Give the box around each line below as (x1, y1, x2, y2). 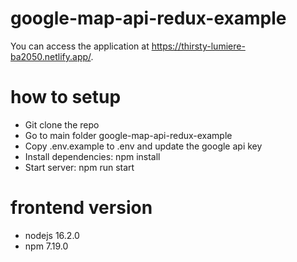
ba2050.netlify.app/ (10, 50, 92, 62)
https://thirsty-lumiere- (151, 40, 246, 52)
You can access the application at (10, 40, 150, 52)
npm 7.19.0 (24, 240, 69, 252)
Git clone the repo (24, 118, 100, 131)
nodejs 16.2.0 (24, 229, 80, 241)
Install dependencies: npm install (24, 150, 161, 162)
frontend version (10, 197, 153, 219)
